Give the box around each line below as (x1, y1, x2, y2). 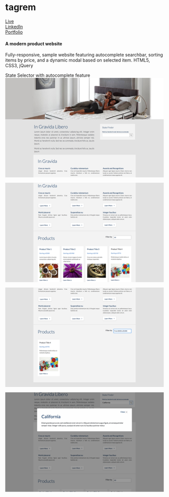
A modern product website (5, 40, 62, 46)
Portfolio (5, 29, 23, 35)
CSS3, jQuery (5, 63, 34, 69)
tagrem (5, 2, 36, 13)
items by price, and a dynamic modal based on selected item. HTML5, (5, 57, 150, 63)
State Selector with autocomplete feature (5, 72, 91, 78)
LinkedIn (5, 23, 23, 29)
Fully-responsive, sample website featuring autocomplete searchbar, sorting (5, 52, 163, 58)
